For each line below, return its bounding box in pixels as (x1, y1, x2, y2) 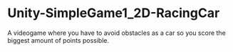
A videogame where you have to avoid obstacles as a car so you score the (7, 28, 226, 37)
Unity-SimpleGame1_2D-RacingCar (7, 5, 220, 21)
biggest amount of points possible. (7, 36, 109, 44)
